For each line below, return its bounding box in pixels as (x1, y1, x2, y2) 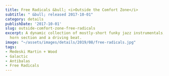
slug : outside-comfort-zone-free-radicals (5, 26, 96, 31)
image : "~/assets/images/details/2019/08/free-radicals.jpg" (5, 40, 136, 45)
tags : (5, 44, 17, 49)
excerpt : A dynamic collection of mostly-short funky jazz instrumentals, (5, 30, 165, 35)
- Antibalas (5, 58, 30, 63)
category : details (5, 16, 44, 21)
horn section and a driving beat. (10, 35, 82, 40)
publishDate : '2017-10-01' (5, 21, 62, 26)
